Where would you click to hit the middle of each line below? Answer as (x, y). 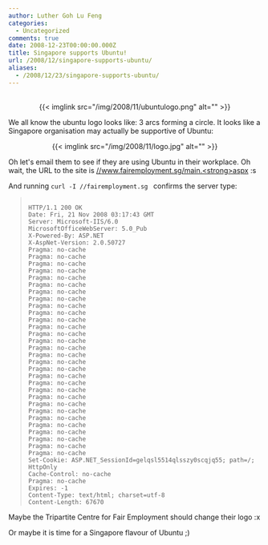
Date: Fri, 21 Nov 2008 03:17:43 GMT (91, 214)
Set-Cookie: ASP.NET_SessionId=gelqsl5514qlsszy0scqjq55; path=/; (141, 460)
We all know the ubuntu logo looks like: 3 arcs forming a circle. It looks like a (134, 122)
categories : (28, 23)
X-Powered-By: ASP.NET (66, 236)
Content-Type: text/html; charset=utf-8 (96, 495)
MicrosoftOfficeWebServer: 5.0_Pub (87, 228)
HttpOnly (43, 467)
